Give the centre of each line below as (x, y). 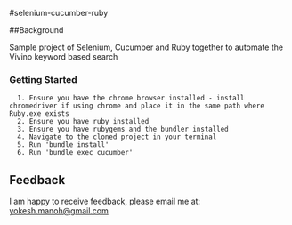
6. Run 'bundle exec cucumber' (75, 153)
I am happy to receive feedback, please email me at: (105, 201)
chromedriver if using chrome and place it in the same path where (137, 106)
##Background (36, 30)
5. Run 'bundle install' (63, 145)
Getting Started (43, 79)
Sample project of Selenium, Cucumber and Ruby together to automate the (146, 47)
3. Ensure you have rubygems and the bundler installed (123, 129)
